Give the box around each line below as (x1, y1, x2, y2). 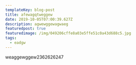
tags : (5, 36, 17, 41)
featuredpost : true (5, 26, 46, 31)
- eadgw (10, 40, 26, 45)
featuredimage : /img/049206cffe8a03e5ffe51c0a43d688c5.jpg (5, 31, 131, 36)
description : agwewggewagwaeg (5, 21, 69, 27)
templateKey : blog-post (5, 7, 55, 13)
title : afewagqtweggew (5, 12, 53, 17)
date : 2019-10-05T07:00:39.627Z (5, 17, 73, 22)
